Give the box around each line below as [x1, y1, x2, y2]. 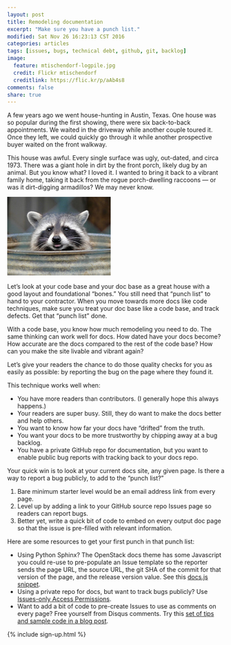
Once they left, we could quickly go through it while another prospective [7, 133, 212, 142]
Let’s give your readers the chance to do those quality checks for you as [7, 360, 212, 369]
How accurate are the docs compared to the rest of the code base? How [7, 340, 213, 348]
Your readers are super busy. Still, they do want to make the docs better [17, 410, 222, 418]
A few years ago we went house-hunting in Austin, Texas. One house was [7, 111, 217, 119]
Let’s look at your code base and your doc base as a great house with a [7, 282, 210, 291]
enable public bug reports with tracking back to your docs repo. [17, 453, 199, 462]
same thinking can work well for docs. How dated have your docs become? [7, 332, 221, 341]
